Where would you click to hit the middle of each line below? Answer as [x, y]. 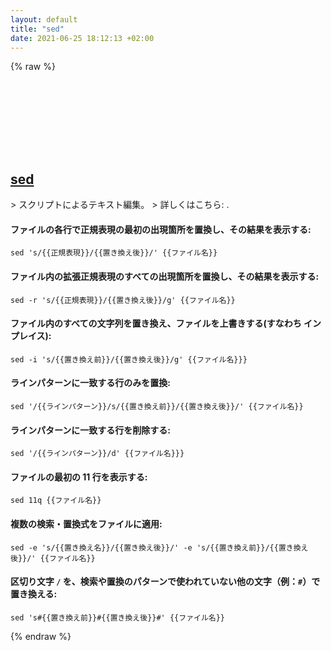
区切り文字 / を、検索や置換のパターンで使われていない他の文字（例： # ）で [165, 582]
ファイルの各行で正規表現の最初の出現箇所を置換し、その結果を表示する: [161, 229]
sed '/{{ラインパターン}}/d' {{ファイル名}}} [97, 454]
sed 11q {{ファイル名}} [56, 501]
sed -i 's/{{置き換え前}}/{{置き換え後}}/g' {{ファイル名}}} [129, 359]
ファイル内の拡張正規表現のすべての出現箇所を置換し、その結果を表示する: [165, 276]
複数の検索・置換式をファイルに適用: [86, 524]
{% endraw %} [41, 636]
